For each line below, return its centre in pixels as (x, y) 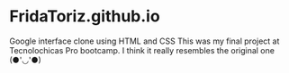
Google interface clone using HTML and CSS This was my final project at (144, 41)
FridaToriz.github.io (85, 16)
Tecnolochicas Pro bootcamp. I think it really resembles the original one (142, 50)
